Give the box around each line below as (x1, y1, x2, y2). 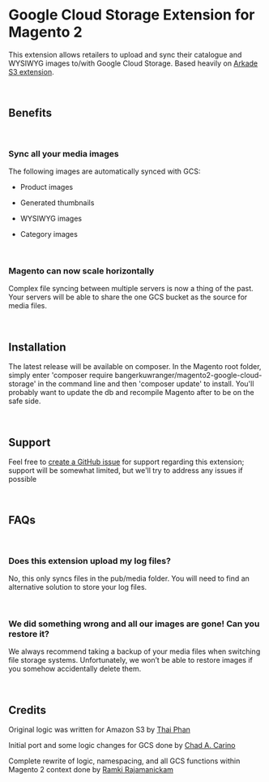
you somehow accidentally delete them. (8, 664, 142, 674)
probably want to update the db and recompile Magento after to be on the (8, 388, 254, 397)
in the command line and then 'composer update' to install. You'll (37, 379, 254, 389)
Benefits (8, 106, 53, 120)
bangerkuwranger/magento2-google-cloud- (114, 371, 263, 380)
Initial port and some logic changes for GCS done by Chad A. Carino (8, 741, 236, 750)
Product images (19, 183, 74, 192)
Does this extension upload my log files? (8, 555, 172, 566)
